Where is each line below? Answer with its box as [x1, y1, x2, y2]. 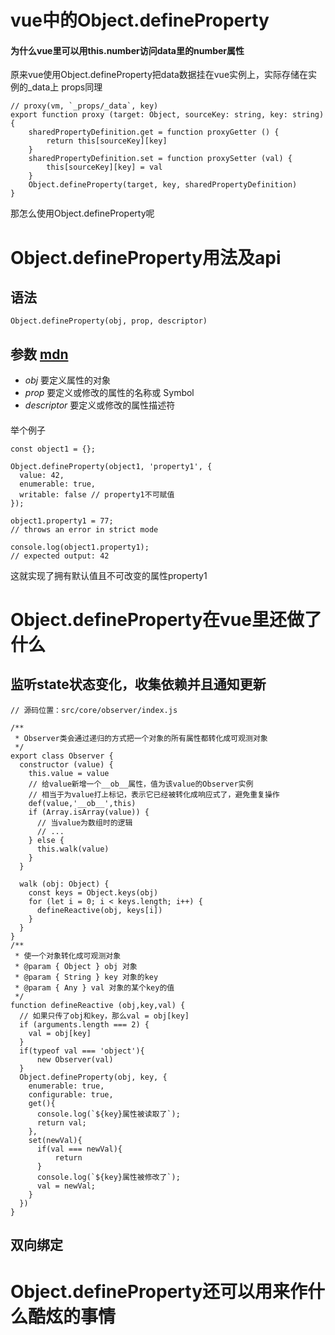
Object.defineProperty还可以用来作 [10, 1281, 308, 1303]
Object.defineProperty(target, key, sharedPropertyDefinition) [28, 180, 298, 190]
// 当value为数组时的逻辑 [36, 817, 133, 828]
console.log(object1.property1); [10, 542, 150, 552]
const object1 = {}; [10, 444, 97, 454]
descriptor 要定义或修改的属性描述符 [24, 399, 176, 411]
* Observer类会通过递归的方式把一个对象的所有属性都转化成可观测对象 [14, 733, 268, 743]
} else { [28, 835, 65, 845]
